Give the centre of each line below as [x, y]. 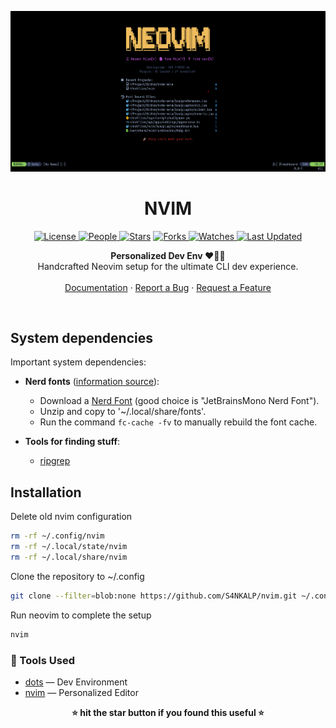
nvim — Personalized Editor [81, 692]
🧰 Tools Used [42, 660]
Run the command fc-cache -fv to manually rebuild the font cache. [178, 422]
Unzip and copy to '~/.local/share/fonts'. [123, 412]
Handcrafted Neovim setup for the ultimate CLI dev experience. [168, 266]
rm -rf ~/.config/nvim [57, 536]
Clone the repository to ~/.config [77, 576]
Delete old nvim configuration [71, 517]
